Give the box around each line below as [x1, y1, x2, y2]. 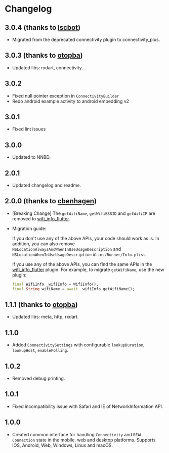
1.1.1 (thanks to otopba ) [5, 300, 78, 309]
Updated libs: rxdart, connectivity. [12, 64, 83, 71]
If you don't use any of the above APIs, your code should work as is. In [12, 235, 160, 241]
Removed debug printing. [12, 375, 65, 382]
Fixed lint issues [12, 126, 46, 132]
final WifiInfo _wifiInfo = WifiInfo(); [12, 282, 99, 287]
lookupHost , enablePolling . [12, 347, 69, 353]
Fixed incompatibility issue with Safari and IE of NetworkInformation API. [12, 403, 163, 410]
